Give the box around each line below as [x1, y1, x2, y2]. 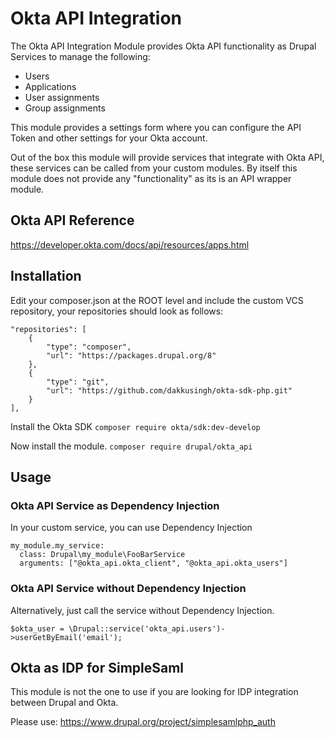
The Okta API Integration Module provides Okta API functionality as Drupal [10, 40, 317, 52]
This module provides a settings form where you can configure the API [10, 121, 302, 133]
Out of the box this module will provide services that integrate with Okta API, [10, 151, 325, 163]
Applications [24, 80, 77, 92]
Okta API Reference [10, 212, 135, 229]
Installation [10, 268, 82, 285]
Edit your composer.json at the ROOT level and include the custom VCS [10, 294, 304, 306]
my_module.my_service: [10, 541, 105, 551]
